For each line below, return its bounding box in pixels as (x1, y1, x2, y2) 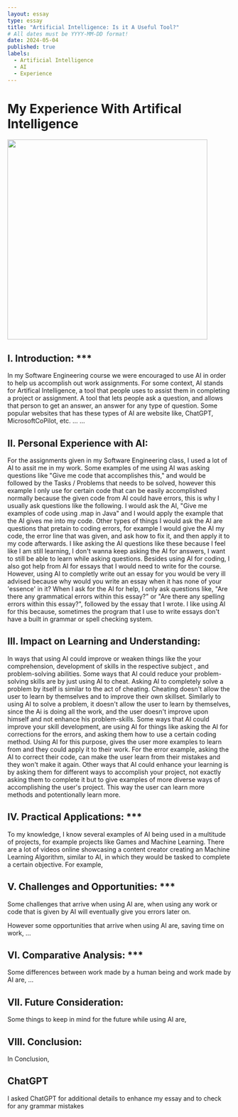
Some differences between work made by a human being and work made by (7, 968, 232, 977)
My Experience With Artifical (7, 100, 182, 117)
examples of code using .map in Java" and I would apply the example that (7, 509, 224, 518)
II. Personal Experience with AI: (7, 437, 148, 449)
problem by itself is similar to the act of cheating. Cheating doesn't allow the (7, 684, 230, 693)
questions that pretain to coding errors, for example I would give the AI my (7, 524, 225, 533)
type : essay (7, 17, 43, 24)
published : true (7, 43, 55, 51)
